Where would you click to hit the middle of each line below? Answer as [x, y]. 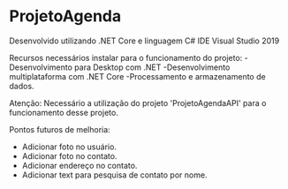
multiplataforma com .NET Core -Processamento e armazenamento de [138, 76]
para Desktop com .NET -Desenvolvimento [152, 67]
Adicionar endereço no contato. [80, 165]
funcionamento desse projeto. [64, 112]
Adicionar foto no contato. [69, 155]
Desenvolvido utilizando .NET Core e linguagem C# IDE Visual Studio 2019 [144, 41]
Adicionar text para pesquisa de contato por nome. [114, 175]
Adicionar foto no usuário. [69, 147]
